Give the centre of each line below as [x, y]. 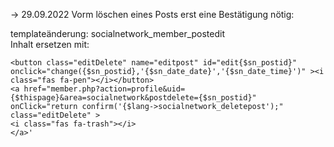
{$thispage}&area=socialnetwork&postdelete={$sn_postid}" [133, 98]
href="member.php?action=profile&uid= [104, 89]
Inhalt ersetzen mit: [50, 44]
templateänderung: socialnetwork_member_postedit [118, 33]
